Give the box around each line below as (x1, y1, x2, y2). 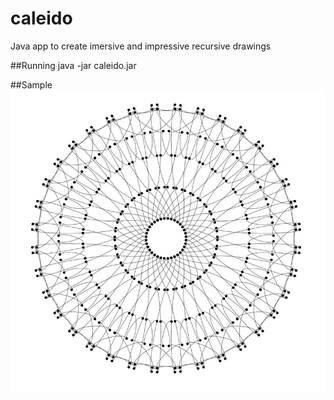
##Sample (10, 78, 53, 91)
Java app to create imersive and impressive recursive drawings (10, 40, 272, 52)
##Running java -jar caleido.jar (10, 59, 137, 71)
